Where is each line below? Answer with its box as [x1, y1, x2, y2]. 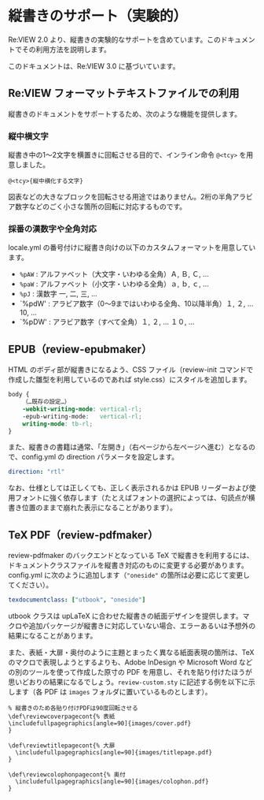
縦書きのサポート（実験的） [8, 7, 188, 25]
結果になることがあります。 [8, 631, 97, 640]
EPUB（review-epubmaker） [8, 342, 152, 355]
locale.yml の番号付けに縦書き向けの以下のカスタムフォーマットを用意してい [8, 243, 256, 252]
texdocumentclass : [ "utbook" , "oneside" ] [8, 596, 146, 604]
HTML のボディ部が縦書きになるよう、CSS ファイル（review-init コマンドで [8, 365, 254, 374]
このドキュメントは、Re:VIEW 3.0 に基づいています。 [8, 61, 180, 71]
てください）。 [8, 580, 53, 590]
